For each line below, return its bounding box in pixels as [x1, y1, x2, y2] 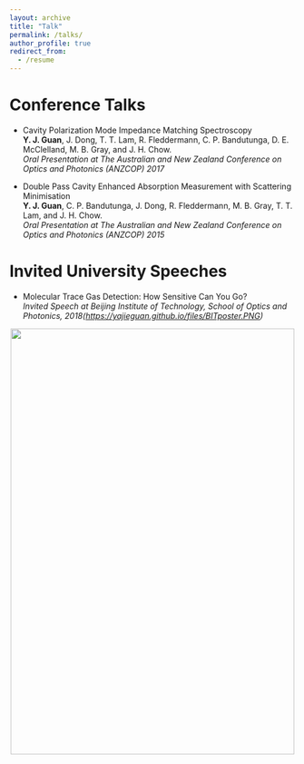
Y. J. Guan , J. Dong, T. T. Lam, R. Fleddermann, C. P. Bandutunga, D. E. [22, 134, 289, 145]
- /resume [17, 55, 54, 64]
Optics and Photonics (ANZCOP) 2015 [22, 229, 165, 240]
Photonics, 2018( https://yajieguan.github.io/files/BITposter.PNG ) [22, 310, 264, 321]
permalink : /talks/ [9, 30, 83, 39]
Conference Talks [9, 94, 146, 115]
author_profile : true [9, 38, 92, 48]
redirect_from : [9, 47, 67, 56]
